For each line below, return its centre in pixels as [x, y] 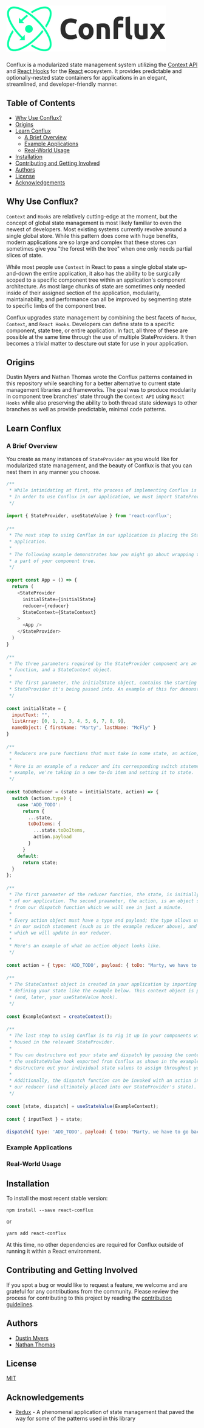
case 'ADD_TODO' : [39, 805]
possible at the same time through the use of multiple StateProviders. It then [101, 336]
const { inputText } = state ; [45, 1119]
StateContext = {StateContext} [59, 612]
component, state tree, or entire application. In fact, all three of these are [97, 330]
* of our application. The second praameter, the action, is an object [101, 901]
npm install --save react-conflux [50, 1210]
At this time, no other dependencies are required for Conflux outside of [95, 1244]
